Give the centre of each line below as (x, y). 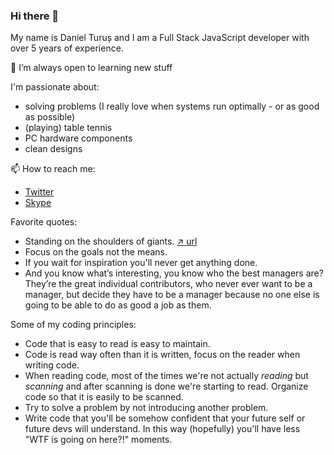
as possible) (50, 117)
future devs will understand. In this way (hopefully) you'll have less (162, 429)
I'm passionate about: (55, 87)
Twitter (39, 192)
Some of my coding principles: (73, 325)
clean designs (53, 149)
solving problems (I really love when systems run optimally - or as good (172, 106)
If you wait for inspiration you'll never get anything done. (141, 263)
